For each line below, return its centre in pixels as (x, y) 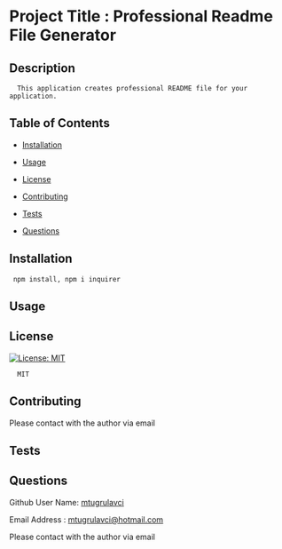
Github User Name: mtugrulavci (67, 502)
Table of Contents (60, 123)
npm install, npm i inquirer (67, 279)
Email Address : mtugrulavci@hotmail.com (86, 519)
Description (42, 68)
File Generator (63, 35)
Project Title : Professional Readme (141, 16)
